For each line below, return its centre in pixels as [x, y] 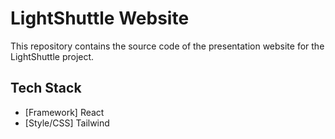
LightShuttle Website [100, 18]
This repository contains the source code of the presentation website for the [167, 46]
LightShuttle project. [52, 56]
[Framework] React [64, 112]
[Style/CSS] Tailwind [67, 123]
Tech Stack [46, 88]
